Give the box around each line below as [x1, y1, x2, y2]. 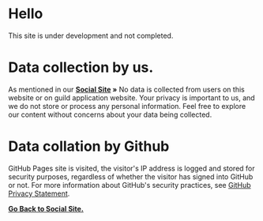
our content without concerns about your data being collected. [8, 110, 212, 119]
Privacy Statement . [8, 189, 70, 198]
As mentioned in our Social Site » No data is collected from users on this [8, 84, 245, 94]
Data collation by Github [8, 137, 170, 155]
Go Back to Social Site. [8, 204, 85, 213]
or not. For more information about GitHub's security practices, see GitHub [8, 180, 251, 189]
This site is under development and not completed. [8, 31, 174, 40]
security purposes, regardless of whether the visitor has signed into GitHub [8, 171, 254, 182]
